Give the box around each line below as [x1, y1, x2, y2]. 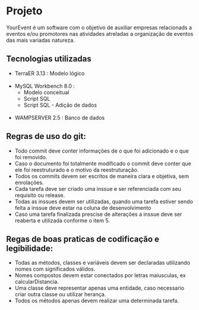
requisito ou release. [14, 191, 65, 199]
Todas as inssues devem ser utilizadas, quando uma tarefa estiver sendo [14, 198, 193, 205]
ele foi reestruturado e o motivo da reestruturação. [14, 166, 139, 173]
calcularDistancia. [14, 278, 59, 286]
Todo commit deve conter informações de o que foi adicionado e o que [14, 147, 189, 154]
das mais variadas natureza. [6, 36, 75, 44]
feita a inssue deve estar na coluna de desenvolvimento [14, 204, 151, 211]
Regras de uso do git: [6, 131, 86, 141]
